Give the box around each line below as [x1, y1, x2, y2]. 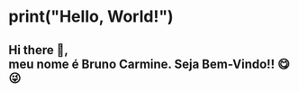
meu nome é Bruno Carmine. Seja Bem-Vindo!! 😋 [8, 56, 290, 71]
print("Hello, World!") [8, 6, 174, 27]
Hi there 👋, [8, 42, 68, 58]
